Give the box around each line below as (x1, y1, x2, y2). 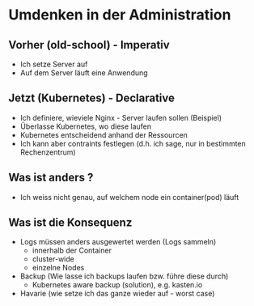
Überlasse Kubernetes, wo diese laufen (19, 121, 152, 131)
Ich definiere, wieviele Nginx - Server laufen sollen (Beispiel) (19, 113, 222, 122)
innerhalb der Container (32, 245, 112, 256)
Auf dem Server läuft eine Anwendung (19, 68, 148, 78)
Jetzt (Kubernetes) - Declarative (8, 91, 176, 105)
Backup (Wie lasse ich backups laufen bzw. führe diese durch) (19, 271, 229, 281)
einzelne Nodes (32, 263, 85, 273)
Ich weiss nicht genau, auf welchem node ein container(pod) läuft (19, 192, 239, 202)
